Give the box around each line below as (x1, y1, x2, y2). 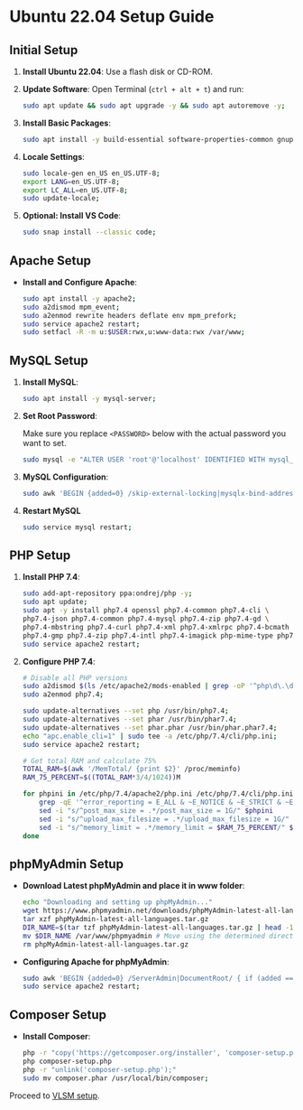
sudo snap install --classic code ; (22, 228, 157, 237)
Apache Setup (9, 253, 92, 268)
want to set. (22, 438, 67, 448)
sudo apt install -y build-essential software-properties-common (22, 135, 273, 144)
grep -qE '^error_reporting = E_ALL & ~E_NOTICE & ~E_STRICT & (39, 798, 282, 807)
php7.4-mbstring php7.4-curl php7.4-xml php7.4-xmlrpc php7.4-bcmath (22, 622, 290, 631)
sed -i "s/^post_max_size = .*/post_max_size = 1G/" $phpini (39, 806, 273, 815)
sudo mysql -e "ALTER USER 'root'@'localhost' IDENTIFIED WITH (22, 455, 266, 464)
